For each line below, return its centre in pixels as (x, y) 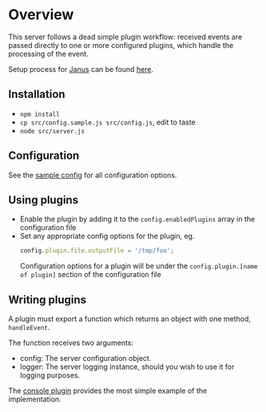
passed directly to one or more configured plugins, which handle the (121, 45)
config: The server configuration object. (85, 359)
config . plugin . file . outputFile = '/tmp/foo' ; (97, 251)
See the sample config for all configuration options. (93, 175)
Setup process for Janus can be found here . (81, 69)
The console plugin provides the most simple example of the (108, 391)
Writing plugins (47, 300)
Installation (37, 95)
